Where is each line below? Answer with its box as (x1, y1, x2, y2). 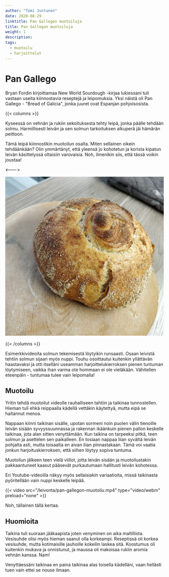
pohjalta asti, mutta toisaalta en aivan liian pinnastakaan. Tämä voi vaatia (5, 442, 156, 448)
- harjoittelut (10, 50, 42, 56)
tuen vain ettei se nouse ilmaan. (5, 567, 71, 573)
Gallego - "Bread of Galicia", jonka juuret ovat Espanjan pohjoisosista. (5, 100, 149, 107)
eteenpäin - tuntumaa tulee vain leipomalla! (5, 372, 95, 378)
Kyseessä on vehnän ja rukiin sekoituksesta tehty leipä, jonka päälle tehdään (5, 120, 164, 126)
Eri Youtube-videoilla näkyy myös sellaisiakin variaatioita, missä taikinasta (5, 472, 158, 478)
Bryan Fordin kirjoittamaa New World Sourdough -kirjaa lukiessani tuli (5, 90, 149, 96)
